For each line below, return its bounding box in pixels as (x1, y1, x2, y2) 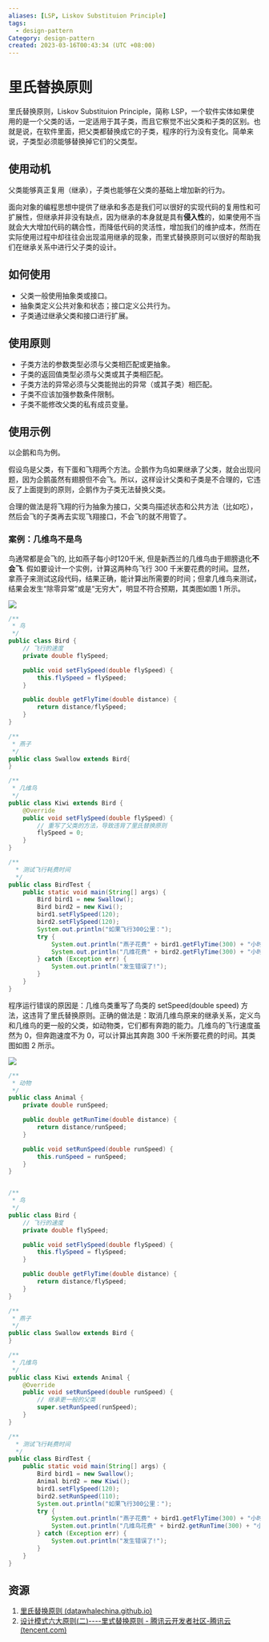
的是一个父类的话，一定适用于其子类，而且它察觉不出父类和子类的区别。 (14, 117, 254, 127)
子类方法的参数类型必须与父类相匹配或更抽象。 (19, 359, 175, 369)
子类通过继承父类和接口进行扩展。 (19, 310, 133, 321)
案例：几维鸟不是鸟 (8, 534, 82, 545)
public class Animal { (8, 1094, 84, 1102)
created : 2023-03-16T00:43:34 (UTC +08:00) (8, 42, 156, 50)
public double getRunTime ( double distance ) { (22, 1116, 178, 1124)
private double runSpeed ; (22, 1101, 110, 1110)
